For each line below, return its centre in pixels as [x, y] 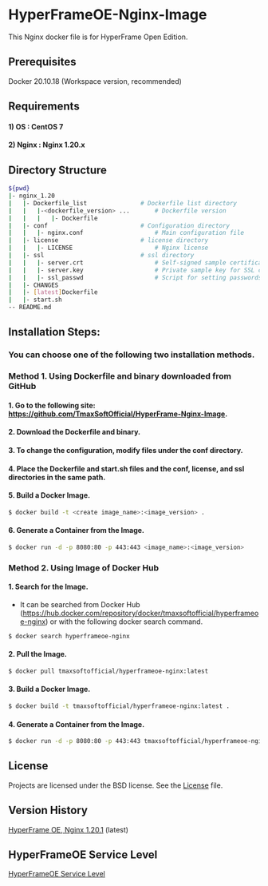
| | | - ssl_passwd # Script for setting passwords [135, 277]
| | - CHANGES [33, 285]
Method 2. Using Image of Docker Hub [84, 567]
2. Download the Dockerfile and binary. [75, 432]
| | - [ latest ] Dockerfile [53, 292]
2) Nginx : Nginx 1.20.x [47, 145]
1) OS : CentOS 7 [36, 126]
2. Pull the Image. [38, 654]
